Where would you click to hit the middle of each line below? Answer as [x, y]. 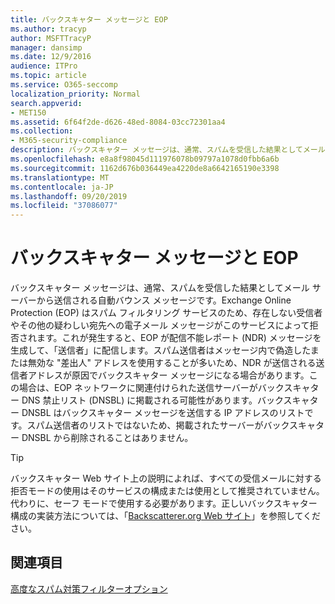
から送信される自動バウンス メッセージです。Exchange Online [164, 300]
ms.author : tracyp [48, 29]
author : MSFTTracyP [51, 38]
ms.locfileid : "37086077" [64, 206]
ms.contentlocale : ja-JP [62, 187]
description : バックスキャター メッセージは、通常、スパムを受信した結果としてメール [168, 150]
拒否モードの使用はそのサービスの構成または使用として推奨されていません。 [167, 491]
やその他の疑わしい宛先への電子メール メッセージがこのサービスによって [160, 325]
